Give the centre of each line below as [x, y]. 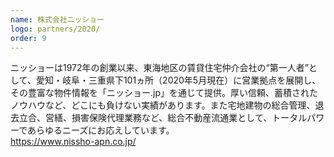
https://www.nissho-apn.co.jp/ [73, 142]
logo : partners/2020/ [55, 29]
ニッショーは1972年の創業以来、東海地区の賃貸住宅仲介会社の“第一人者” [159, 68]
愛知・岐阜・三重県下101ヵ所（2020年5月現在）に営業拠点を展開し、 [178, 80]
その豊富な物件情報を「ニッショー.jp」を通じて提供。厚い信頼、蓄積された [164, 93]
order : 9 [28, 38]
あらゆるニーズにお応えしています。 [101, 130]
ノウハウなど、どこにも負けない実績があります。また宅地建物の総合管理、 [163, 105]
